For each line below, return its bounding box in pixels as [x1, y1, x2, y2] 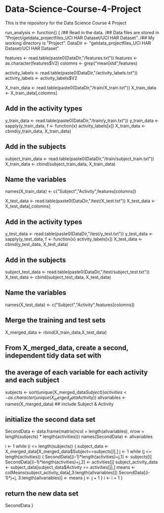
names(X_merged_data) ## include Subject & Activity [5, 401, 114, 407]
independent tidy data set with [5, 351, 101, 360]
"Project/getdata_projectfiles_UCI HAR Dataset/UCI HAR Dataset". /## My [5, 35, 155, 41]
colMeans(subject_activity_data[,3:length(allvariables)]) [5, 470, 118, 476]
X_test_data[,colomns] [5, 203, 51, 209]
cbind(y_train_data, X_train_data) [5, 128, 72, 134]
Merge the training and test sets [5, 316, 106, 324]
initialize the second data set [5, 415, 95, 424]
